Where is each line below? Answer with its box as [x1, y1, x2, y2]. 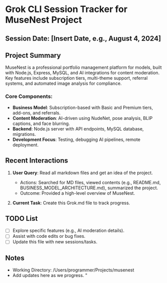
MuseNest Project [5, 14, 82, 26]
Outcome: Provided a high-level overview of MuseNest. [20, 190, 135, 196]
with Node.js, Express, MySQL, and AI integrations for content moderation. [5, 70, 160, 76]
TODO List [5, 214, 38, 223]
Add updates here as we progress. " [12, 272, 88, 278]
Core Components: [5, 93, 53, 100]
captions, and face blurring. [12, 120, 70, 126]
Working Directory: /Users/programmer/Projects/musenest [12, 267, 134, 273]
